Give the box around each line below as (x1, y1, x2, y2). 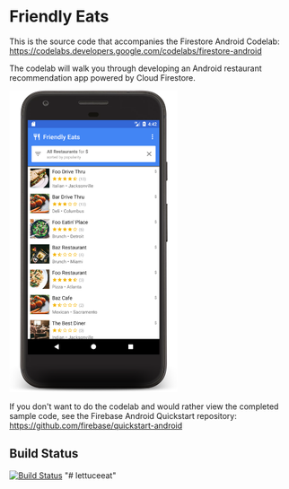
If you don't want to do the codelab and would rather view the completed (9, 401, 279, 412)
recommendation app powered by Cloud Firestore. (9, 72, 196, 83)
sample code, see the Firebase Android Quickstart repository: (9, 410, 238, 421)
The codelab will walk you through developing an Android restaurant (9, 63, 262, 74)
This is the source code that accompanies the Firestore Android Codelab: (9, 36, 280, 47)
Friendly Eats (9, 6, 109, 27)
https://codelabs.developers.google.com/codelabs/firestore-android (9, 45, 262, 56)
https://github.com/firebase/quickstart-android (9, 420, 183, 431)
